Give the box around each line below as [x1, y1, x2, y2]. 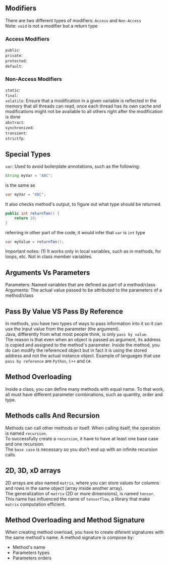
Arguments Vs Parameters [5, 268, 90, 277]
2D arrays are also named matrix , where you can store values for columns [5, 480, 160, 486]
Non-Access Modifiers [5, 76, 62, 83]
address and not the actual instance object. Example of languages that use [5, 353, 160, 359]
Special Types [5, 150, 51, 159]
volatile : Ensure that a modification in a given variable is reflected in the [5, 98, 157, 104]
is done [5, 114, 21, 120]
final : [5, 92, 18, 98]
